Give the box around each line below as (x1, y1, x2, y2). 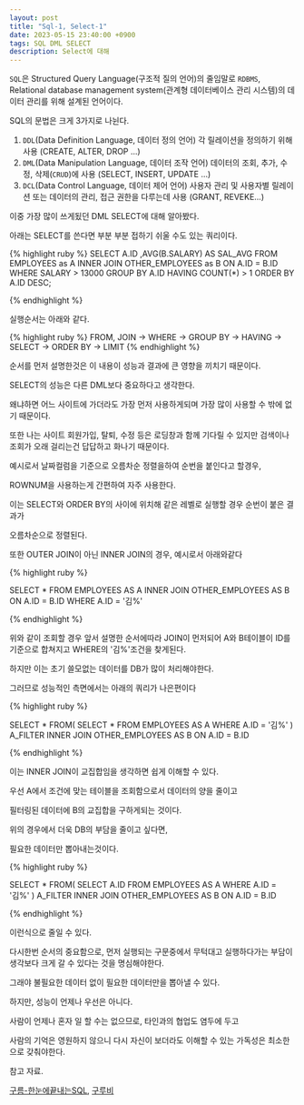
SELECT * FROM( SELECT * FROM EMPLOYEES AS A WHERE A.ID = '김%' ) (9, 719, 293, 730)
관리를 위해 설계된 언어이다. (25, 96, 124, 107)
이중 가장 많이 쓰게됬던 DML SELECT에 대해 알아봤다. (9, 211, 200, 222)
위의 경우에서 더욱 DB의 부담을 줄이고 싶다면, (9, 824, 168, 835)
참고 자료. (9, 1066, 44, 1077)
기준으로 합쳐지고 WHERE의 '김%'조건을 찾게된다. (9, 644, 186, 655)
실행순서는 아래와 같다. (9, 314, 90, 325)
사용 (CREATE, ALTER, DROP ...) (22, 146, 141, 157)
